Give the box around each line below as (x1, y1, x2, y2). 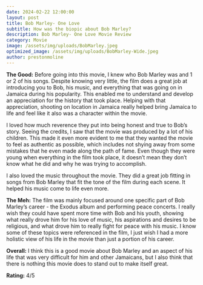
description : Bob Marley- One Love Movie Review (6, 32, 131, 38)
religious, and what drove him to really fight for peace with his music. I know (6, 222, 197, 230)
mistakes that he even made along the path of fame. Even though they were (6, 147, 196, 154)
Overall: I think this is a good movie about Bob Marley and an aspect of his (6, 247, 193, 254)
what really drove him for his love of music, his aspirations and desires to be (6, 216, 196, 223)
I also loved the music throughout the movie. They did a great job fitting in (6, 171, 191, 179)
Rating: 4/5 (6, 272, 35, 279)
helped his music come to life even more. (6, 185, 109, 192)
